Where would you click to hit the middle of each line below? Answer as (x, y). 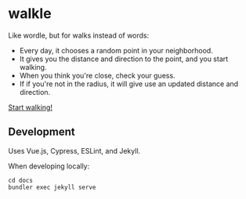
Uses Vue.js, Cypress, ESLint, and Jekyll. (74, 150)
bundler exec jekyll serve (52, 187)
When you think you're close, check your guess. (97, 75)
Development (42, 132)
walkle (30, 14)
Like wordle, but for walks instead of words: (79, 35)
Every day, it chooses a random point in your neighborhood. (116, 50)
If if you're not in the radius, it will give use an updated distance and (129, 84)
